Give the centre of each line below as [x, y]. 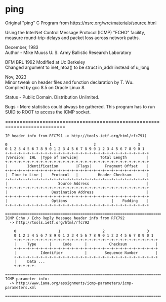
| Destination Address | [77, 192]
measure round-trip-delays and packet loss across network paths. [73, 38]
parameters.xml [21, 287]
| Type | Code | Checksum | [86, 244]
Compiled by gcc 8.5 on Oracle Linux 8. [45, 87]
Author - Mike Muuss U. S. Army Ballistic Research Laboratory [68, 52]
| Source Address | [77, 183]
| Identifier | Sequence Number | [86, 253]
